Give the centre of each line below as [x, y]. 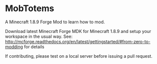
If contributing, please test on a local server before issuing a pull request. [79, 56]
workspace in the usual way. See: [39, 36]
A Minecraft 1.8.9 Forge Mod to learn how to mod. [55, 22]
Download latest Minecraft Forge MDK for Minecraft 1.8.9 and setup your [78, 31]
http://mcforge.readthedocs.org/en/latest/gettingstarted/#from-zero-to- [78, 41]
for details [34, 47]
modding [14, 47]
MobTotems [30, 8]
